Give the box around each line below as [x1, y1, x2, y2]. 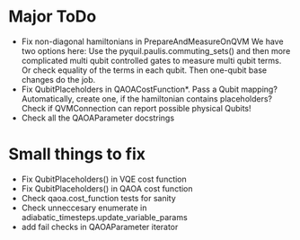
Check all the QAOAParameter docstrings [21, 112, 175, 123]
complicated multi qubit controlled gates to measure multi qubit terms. [21, 55, 282, 66]
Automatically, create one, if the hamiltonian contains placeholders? [21, 93, 273, 104]
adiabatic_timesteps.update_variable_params [21, 211, 188, 222]
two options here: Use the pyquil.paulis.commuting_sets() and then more [21, 45, 291, 56]
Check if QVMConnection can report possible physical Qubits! [21, 102, 252, 113]
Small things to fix [8, 144, 146, 164]
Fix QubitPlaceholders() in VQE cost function [21, 173, 188, 184]
